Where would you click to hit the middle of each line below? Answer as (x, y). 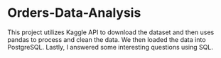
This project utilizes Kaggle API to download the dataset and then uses (111, 32)
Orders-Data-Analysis (74, 13)
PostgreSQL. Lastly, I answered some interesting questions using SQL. (110, 47)
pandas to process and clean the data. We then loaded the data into (107, 39)
